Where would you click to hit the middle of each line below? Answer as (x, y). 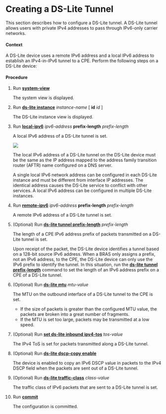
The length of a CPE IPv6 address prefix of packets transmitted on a (82, 234)
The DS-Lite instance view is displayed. (53, 117)
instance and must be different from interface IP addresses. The (78, 180)
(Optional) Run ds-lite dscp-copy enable (55, 353)
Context (14, 44)
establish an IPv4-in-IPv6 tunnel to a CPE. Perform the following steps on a (82, 61)
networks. (16, 33)
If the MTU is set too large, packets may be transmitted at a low (85, 320)
